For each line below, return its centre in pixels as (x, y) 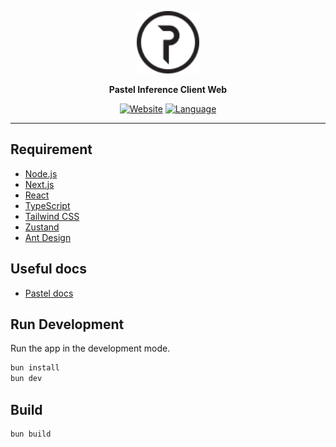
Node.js (41, 173)
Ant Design (48, 237)
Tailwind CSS (52, 216)
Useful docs (48, 269)
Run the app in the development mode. (90, 348)
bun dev (26, 379)
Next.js (39, 184)
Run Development (67, 324)
